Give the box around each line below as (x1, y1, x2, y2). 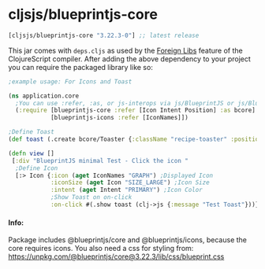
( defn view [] (8, 149, 55, 157)
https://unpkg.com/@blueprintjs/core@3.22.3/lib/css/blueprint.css (8, 252, 225, 261)
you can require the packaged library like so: (8, 62, 154, 72)
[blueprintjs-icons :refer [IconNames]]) (50, 114, 189, 122)
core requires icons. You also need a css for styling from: (8, 244, 194, 253)
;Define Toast (8, 128, 55, 136)
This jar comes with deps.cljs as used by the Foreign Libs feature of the (8, 46, 243, 55)
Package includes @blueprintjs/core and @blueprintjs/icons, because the (8, 235, 247, 245)
